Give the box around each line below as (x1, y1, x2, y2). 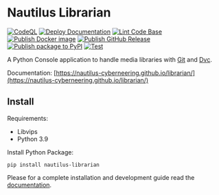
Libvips (16, 127, 38, 135)
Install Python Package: (7, 148, 74, 156)
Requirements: (7, 114, 48, 122)
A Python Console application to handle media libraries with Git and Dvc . (7, 55, 213, 63)
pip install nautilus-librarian (7, 161, 100, 168)
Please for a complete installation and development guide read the (7, 173, 195, 181)
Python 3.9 (16, 135, 49, 143)
